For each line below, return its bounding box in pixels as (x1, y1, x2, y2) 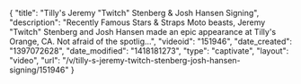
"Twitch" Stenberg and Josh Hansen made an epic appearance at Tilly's (9, 27, 277, 37)
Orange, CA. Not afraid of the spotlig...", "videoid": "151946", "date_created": (9, 36, 293, 46)
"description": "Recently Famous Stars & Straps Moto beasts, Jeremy (9, 17, 266, 28)
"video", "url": (9, 55, 61, 65)
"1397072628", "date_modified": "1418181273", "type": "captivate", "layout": (9, 46, 289, 56)
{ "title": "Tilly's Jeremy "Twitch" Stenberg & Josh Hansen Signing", (9, 8, 260, 18)
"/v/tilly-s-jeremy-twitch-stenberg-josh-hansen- (62, 55, 241, 65)
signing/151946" (9, 64, 69, 75)
